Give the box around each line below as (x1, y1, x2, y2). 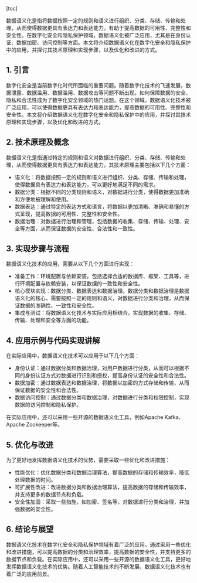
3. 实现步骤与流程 (6, 244, 69, 254)
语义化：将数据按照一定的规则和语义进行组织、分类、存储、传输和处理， (14, 173, 189, 180)
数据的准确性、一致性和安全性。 (19, 302, 97, 309)
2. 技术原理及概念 (6, 137, 69, 147)
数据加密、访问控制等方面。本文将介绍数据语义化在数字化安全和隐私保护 (16, 39, 191, 46)
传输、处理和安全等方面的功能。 (14, 316, 92, 324)
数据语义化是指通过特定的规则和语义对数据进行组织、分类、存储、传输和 (6, 154, 181, 161)
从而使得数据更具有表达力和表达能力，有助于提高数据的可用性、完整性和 (16, 25, 191, 31)
